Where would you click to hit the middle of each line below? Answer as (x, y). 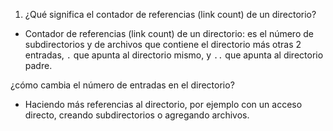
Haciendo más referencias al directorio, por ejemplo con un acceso (163, 104)
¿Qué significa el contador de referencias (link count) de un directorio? (170, 14)
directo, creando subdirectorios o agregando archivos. (137, 115)
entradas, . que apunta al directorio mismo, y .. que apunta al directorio (174, 55)
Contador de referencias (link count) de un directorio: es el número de (169, 33)
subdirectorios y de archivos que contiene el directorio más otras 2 (163, 44)
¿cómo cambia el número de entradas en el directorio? (122, 85)
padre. (38, 65)
